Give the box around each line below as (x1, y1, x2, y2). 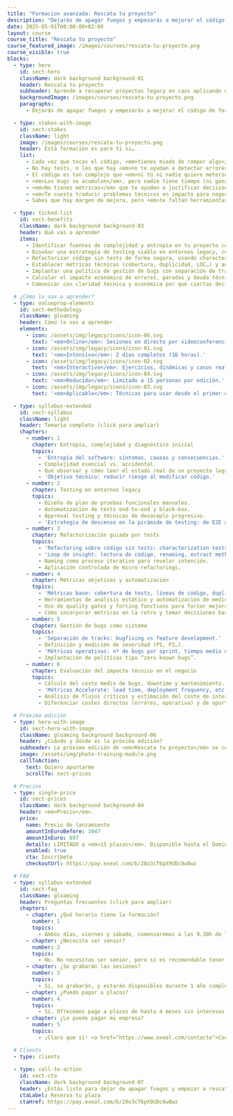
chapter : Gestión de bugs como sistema (32, 622, 148, 629)
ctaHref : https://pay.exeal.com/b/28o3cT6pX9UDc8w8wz (19, 1098, 178, 1105)
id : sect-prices (19, 796, 67, 803)
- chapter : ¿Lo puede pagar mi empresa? (25, 1015, 144, 1022)
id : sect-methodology (19, 306, 82, 313)
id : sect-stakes (19, 126, 67, 133)
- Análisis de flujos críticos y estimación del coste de (37, 693, 209, 700)
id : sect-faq (19, 885, 58, 892)
